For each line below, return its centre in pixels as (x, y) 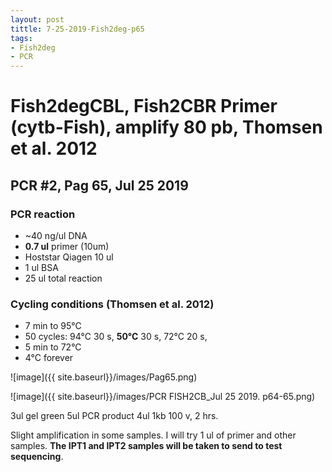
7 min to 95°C (53, 326)
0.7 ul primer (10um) (67, 246)
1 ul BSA (41, 267)
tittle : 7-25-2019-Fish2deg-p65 (77, 29)
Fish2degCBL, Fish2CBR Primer (144, 106)
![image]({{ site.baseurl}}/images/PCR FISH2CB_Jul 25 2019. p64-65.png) (163, 397)
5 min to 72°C (53, 347)
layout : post (37, 19)
